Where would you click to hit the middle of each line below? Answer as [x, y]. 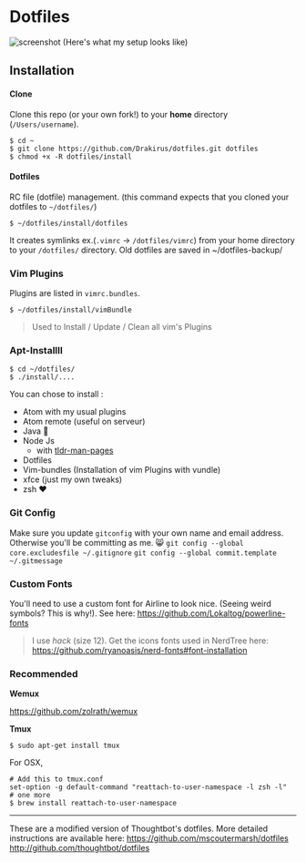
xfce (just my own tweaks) [72, 479]
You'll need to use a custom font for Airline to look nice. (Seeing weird [140, 603]
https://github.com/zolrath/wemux [74, 712]
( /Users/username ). [44, 124]
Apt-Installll [36, 350]
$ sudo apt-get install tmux [65, 746]
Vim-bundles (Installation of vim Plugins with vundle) [122, 470]
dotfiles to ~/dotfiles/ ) [53, 206]
